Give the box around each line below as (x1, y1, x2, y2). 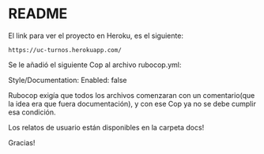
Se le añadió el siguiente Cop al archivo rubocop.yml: (8, 60, 182, 69)
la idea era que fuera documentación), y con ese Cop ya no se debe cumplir (8, 99, 257, 108)
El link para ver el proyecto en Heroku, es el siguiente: (8, 31, 184, 40)
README (8, 5, 68, 23)
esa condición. (8, 107, 57, 117)
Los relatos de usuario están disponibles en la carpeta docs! (8, 122, 205, 132)
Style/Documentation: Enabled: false (8, 75, 127, 85)
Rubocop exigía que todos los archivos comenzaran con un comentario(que (8, 90, 255, 100)
